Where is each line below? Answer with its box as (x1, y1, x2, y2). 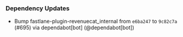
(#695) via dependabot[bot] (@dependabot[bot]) (14, 24, 135, 31)
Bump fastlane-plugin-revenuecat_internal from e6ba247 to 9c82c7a (14, 18, 178, 25)
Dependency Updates (5, 4, 70, 13)
